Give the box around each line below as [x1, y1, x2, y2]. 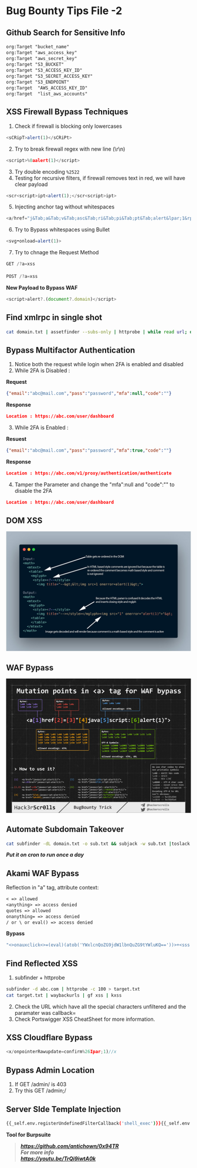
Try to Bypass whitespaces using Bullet [14, 226, 110, 233]
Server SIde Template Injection [6, 1104, 121, 1114]
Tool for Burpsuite [6, 1131, 51, 1138]
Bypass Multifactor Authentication [6, 345, 135, 355]
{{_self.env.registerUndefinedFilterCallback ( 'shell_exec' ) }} [6, 1120, 161, 1126]
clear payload [14, 181, 48, 188]
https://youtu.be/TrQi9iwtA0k [20, 1155, 96, 1162]
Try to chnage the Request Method [14, 249, 99, 256]
